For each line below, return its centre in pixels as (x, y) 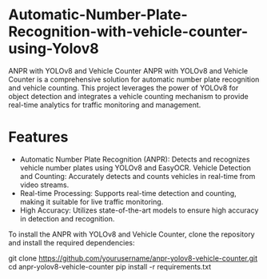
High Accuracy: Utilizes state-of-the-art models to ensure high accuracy (139, 210)
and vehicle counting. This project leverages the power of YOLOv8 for (124, 88)
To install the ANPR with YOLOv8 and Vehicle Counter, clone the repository (132, 234)
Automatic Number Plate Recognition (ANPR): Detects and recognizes (135, 159)
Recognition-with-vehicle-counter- (128, 32)
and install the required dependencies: (72, 242)
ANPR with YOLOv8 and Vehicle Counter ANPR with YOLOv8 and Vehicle (128, 70)
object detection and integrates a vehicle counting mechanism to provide (129, 96)
